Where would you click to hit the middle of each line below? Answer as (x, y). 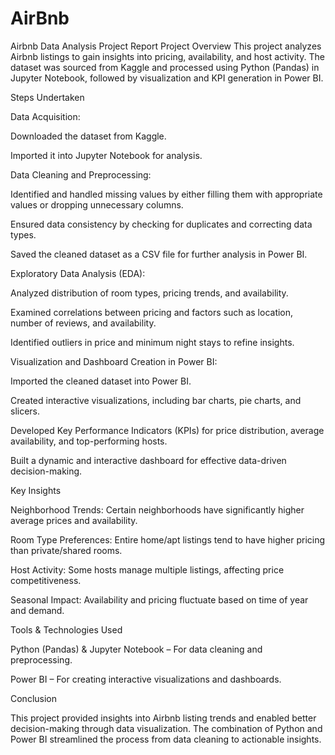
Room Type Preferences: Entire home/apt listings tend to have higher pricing (168, 539)
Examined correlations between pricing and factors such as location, (152, 312)
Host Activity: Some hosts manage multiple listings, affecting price (147, 569)
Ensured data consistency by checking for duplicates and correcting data (161, 224)
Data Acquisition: (45, 116)
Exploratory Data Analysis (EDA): (78, 273)
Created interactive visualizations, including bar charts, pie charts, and (156, 400)
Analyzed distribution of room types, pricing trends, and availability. (149, 293)
